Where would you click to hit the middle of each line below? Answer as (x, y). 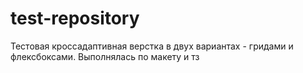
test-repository (75, 18)
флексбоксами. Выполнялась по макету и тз (105, 56)
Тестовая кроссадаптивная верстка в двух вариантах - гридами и (152, 46)
